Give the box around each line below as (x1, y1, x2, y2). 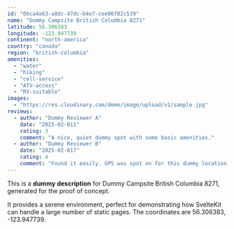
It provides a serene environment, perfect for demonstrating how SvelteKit (7, 200, 222, 209)
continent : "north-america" (7, 36, 90, 43)
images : (7, 95, 30, 102)
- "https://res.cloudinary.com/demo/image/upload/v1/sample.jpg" (13, 102, 209, 109)
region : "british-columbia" (7, 50, 90, 57)
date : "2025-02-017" (20, 147, 80, 154)
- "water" (13, 62, 42, 69)
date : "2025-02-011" (20, 120, 80, 128)
